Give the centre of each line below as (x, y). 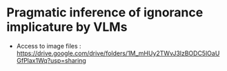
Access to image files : (49, 46)
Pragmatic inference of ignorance (105, 13)
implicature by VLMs (67, 27)
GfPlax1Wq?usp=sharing (51, 60)
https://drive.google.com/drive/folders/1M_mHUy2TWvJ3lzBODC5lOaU (118, 53)
